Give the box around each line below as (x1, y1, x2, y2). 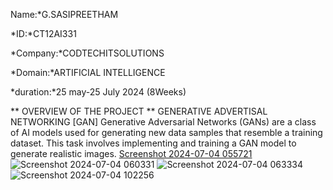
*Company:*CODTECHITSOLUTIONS (10, 47, 165, 59)
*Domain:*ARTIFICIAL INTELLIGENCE (10, 67, 166, 78)
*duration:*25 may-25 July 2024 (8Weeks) (10, 86, 187, 98)
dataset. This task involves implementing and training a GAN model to (10, 137, 297, 149)
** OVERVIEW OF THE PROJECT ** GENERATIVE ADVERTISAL (10, 105, 268, 117)
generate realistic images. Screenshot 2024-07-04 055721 (10, 148, 253, 159)
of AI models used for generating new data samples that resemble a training (10, 127, 323, 138)
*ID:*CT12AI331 (10, 28, 77, 39)
